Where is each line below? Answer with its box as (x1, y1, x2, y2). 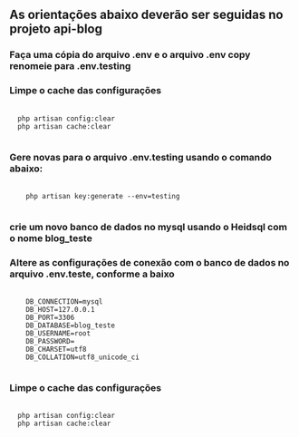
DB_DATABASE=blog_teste (25, 321, 116, 330)
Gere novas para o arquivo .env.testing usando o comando (9, 151, 272, 163)
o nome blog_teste (9, 231, 92, 244)
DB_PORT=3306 (25, 313, 75, 323)
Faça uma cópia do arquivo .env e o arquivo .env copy (9, 49, 251, 62)
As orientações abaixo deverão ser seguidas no (9, 7, 284, 23)
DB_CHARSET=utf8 (25, 345, 88, 354)
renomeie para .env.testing (9, 60, 131, 73)
